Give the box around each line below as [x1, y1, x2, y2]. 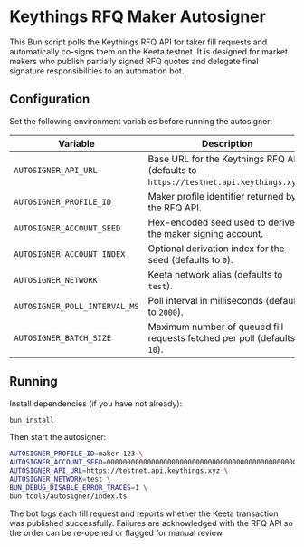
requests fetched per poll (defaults [147, 331, 296, 344]
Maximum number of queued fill [147, 320, 284, 333]
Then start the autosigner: [9, 432, 107, 443]
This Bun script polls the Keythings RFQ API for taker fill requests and [9, 36, 268, 47]
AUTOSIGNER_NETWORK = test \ [9, 474, 111, 484]
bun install [9, 415, 54, 425]
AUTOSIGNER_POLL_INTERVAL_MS [14, 301, 139, 311]
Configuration [9, 92, 90, 107]
